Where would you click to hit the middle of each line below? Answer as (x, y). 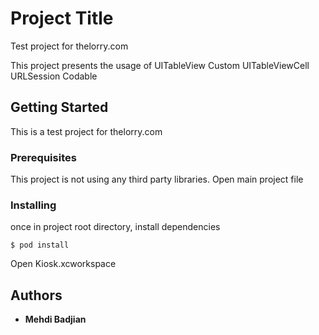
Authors (36, 295)
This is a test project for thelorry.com (86, 131)
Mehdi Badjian (55, 319)
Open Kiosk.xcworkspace (63, 264)
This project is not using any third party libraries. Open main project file (157, 179)
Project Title (62, 18)
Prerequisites (43, 157)
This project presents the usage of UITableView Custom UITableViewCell (160, 65)
